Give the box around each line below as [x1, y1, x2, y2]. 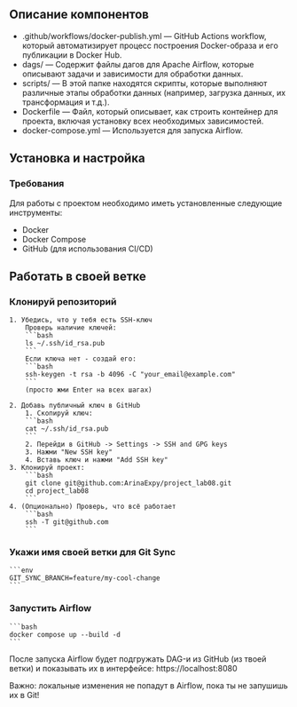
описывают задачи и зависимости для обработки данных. [21, 68, 244, 79]
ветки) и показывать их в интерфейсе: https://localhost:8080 [9, 663, 238, 673]
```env [9, 566, 34, 576]
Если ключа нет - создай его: [25, 354, 137, 363]
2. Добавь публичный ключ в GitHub [9, 401, 141, 410]
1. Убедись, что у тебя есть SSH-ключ [9, 315, 152, 325]
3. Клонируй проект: [9, 464, 86, 473]
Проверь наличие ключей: [25, 323, 117, 332]
